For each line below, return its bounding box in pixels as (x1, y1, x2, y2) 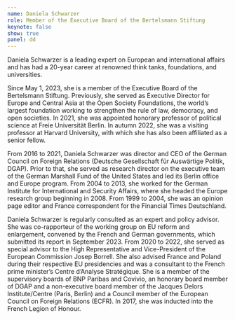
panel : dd (7, 36, 36, 43)
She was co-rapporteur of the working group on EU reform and (7, 223, 190, 231)
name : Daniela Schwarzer (7, 10, 80, 18)
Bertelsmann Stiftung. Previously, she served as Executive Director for (7, 92, 210, 100)
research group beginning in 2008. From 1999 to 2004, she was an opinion (7, 194, 224, 203)
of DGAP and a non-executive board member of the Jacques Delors (7, 282, 203, 291)
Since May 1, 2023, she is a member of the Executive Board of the (7, 84, 198, 92)
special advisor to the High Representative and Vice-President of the (7, 245, 206, 253)
